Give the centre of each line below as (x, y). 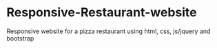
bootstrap (20, 38)
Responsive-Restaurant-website (102, 13)
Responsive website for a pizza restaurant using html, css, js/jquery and (108, 31)
